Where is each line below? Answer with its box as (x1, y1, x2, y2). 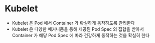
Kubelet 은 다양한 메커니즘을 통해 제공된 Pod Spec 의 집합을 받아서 (12, 26, 144, 32)
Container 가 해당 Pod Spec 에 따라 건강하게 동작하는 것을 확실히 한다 (12, 32, 150, 38)
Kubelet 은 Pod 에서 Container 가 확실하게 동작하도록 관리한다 (12, 20, 135, 26)
